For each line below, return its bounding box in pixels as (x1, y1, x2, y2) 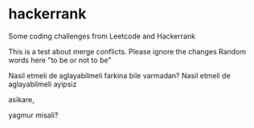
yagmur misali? (8, 110, 59, 120)
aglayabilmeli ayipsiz (8, 79, 77, 89)
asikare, (8, 94, 35, 104)
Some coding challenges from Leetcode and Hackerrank (8, 31, 195, 41)
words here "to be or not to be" (8, 55, 112, 65)
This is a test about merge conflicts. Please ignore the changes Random (8, 46, 247, 56)
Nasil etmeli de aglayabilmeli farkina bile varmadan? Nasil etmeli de (8, 70, 231, 80)
